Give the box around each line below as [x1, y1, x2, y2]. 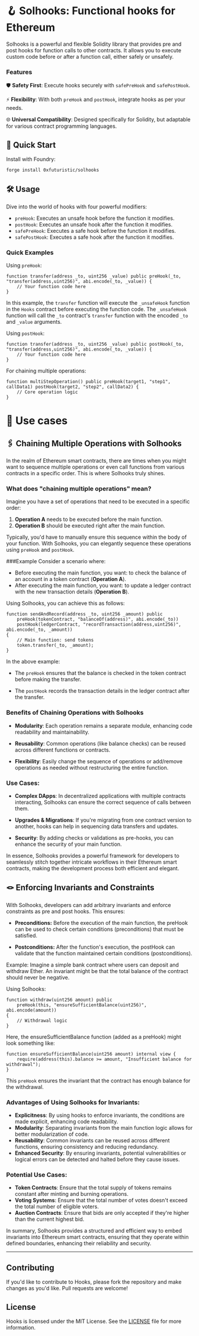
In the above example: [6, 658, 60, 665]
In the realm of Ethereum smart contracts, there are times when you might [6, 457, 187, 465]
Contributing [6, 1262, 54, 1272]
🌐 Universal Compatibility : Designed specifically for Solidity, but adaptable [6, 116, 191, 123]
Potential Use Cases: [6, 1170, 68, 1179]
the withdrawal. [6, 1083, 44, 1090]
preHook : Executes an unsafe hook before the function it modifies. [14, 214, 175, 222]
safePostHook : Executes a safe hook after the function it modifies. [14, 233, 174, 241]
